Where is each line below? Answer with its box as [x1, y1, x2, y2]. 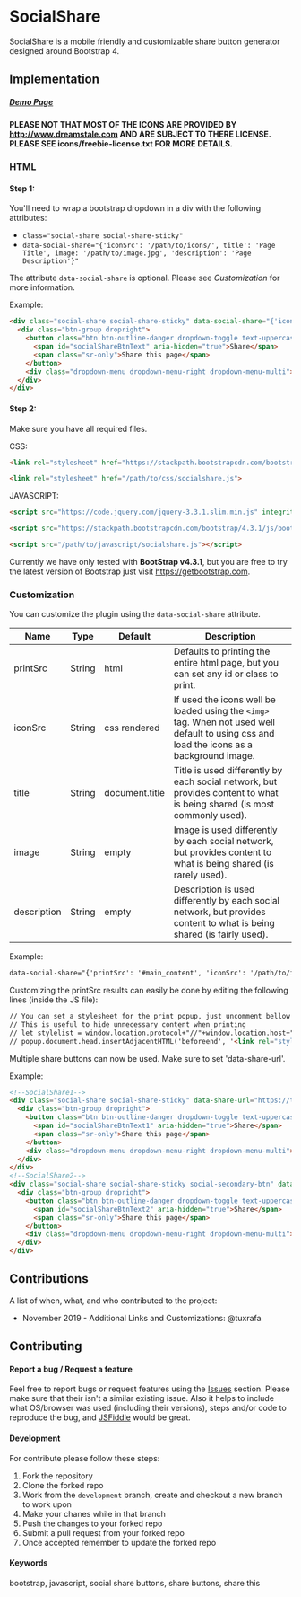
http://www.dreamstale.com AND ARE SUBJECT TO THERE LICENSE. [9, 128, 271, 140]
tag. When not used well [173, 716, 276, 728]
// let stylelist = [9, 1028, 82, 1037]
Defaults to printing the [173, 645, 271, 657]
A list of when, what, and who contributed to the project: [9, 1295, 218, 1306]
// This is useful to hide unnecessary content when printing [9, 1019, 246, 1029]
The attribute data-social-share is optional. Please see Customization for [9, 272, 280, 284]
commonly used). [173, 809, 248, 822]
